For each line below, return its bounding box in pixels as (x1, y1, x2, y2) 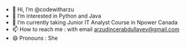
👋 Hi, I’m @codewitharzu (12, 6, 74, 13)
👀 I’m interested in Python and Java (12, 12, 102, 20)
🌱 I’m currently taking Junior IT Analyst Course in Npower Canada (12, 19, 178, 26)
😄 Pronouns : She (12, 34, 58, 42)
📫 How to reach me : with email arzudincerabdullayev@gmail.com (12, 26, 180, 33)
